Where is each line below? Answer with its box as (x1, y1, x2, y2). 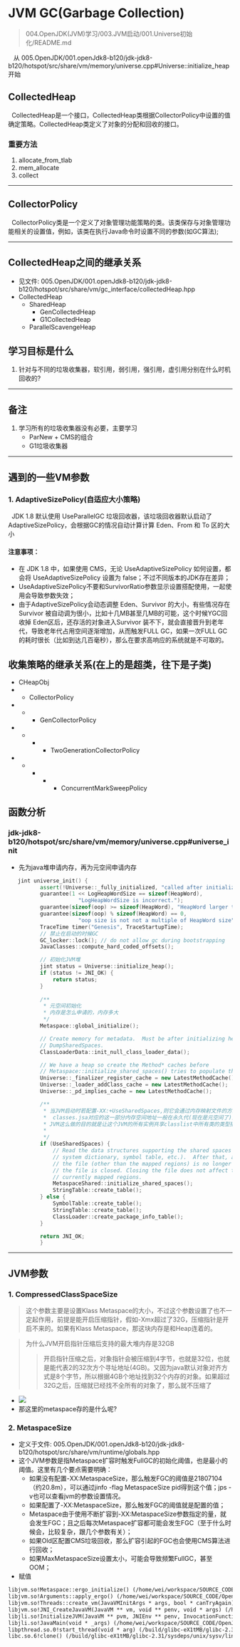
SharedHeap (28, 300, 66, 308)
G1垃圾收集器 (28, 441, 68, 450)
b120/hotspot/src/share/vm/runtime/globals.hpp (18, 1448, 160, 1457)
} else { (39, 1193, 66, 1201)
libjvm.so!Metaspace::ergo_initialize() (8, 1586, 130, 1594)
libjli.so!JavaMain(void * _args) (8, 1619, 111, 1626)
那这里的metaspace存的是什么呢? (18, 1405, 118, 1413)
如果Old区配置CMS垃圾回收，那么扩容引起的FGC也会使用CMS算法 (28, 1537, 224, 1545)
